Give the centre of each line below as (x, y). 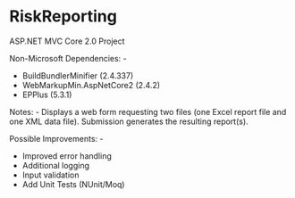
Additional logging (56, 165)
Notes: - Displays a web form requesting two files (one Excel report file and (148, 111)
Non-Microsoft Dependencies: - (68, 58)
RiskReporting (63, 16)
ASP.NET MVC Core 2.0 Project (67, 41)
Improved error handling (67, 156)
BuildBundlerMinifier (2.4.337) (78, 75)
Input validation (51, 175)
